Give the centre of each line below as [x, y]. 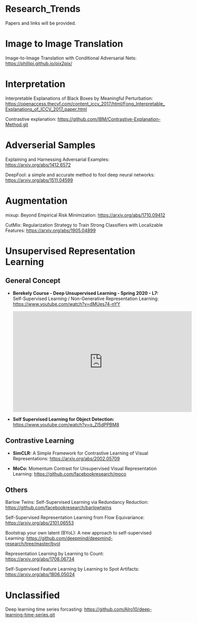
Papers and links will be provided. [41, 23]
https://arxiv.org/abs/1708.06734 [40, 559]
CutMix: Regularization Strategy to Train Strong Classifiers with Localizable [84, 225]
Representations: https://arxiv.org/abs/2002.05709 [66, 458]
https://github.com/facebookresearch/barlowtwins [58, 508]
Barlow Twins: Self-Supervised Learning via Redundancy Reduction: [77, 502]
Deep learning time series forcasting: [44, 609]
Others [17, 490]
